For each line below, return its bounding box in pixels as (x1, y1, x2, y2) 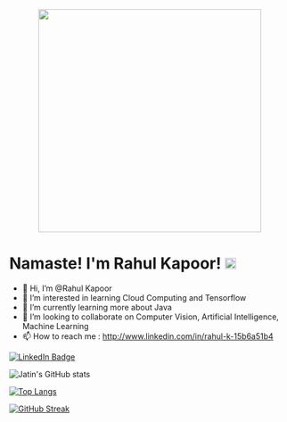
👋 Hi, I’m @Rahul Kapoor (21, 283, 113, 294)
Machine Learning (21, 320, 89, 331)
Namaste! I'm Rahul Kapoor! (9, 253, 222, 274)
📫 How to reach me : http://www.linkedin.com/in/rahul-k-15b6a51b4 (21, 330, 274, 342)
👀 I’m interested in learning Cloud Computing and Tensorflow (21, 292, 247, 302)
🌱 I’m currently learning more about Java (21, 302, 172, 312)
